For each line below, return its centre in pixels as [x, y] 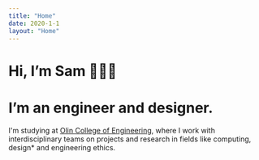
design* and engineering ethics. [62, 147]
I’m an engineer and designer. [111, 108]
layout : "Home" [34, 31]
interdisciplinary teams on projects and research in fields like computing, [130, 139]
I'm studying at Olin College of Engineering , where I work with [112, 130]
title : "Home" [32, 16]
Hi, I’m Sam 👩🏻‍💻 [63, 71]
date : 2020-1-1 [34, 23]
